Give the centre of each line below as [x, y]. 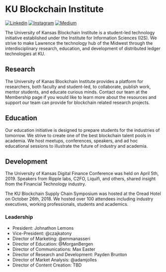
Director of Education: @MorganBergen [53, 244]
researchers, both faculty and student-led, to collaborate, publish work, [78, 87]
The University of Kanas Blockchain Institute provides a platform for [74, 81]
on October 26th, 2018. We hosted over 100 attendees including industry [79, 199]
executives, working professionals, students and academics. [67, 204]
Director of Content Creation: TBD [47, 265]
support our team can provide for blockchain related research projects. [78, 102]
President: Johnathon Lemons [43, 228]
